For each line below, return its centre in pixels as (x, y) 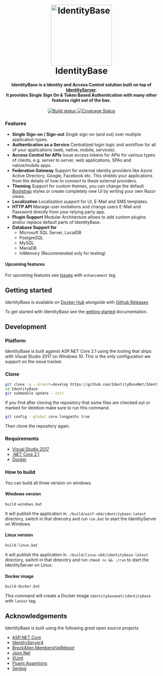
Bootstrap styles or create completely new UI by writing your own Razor (84, 191)
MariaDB (28, 248)
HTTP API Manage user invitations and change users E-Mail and (76, 206)
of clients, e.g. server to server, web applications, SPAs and (72, 160)
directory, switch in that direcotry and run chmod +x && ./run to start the (77, 560)
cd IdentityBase (21, 389)
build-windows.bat (24, 504)
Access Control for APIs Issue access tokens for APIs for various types (84, 155)
